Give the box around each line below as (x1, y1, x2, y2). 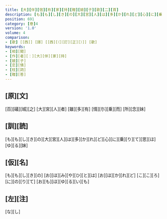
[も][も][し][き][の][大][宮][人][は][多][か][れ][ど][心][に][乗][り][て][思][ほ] (5, 136, 156, 142)
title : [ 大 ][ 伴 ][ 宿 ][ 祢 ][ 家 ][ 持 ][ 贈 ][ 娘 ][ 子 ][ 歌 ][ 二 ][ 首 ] (5, 7, 119, 12)
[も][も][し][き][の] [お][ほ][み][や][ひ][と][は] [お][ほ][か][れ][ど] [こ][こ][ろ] (5, 172, 160, 178)
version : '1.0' (5, 26, 37, 31)
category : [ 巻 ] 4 (5, 21, 38, 26)
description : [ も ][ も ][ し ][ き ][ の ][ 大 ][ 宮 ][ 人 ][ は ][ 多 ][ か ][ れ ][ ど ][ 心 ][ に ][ (5, 12, 159, 17)
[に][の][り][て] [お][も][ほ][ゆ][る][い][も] (5, 179, 89, 185)
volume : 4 (5, 30, 26, 35)
